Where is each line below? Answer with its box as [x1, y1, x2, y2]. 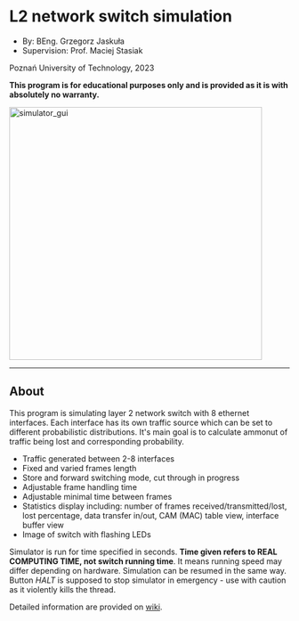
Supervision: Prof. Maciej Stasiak [21, 45, 143, 55]
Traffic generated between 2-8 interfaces [21, 453, 175, 464]
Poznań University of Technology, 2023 [9, 62, 155, 73]
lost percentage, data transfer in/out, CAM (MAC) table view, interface [21, 510, 279, 520]
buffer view [21, 519, 65, 530]
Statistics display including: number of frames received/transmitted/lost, [21, 501, 287, 511]
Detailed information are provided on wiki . [9, 601, 163, 612]
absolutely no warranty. [9, 89, 100, 100]
